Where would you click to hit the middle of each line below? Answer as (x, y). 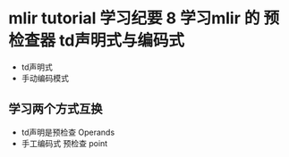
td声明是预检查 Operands (68, 132)
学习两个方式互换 (55, 109)
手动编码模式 (45, 78)
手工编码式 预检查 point (64, 143)
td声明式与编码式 (122, 41)
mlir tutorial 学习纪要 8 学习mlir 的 (134, 18)
